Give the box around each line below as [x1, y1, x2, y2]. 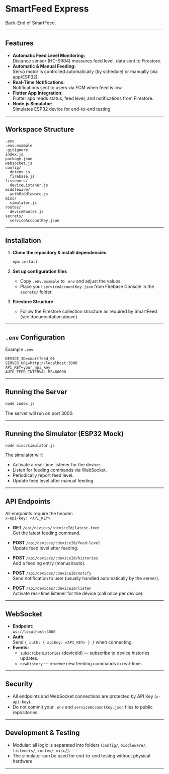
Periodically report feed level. [12, 472, 74, 478]
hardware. [12, 758, 34, 764]
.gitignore [5, 147, 28, 153]
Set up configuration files [12, 268, 67, 274]
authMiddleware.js [10, 191, 49, 196]
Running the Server [5, 388, 67, 396]
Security [5, 680, 33, 688]
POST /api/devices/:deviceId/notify [12, 570, 92, 576]
